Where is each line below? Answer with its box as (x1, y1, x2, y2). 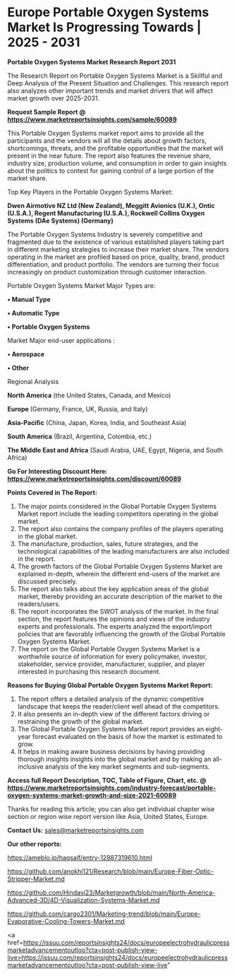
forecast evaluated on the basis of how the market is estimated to (32, 732, 223, 740)
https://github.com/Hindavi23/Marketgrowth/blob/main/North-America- (7, 888, 216, 897)
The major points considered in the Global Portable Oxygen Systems (17, 501, 217, 510)
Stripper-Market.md (7, 874, 65, 883)
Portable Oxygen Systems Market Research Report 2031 (7, 57, 176, 66)
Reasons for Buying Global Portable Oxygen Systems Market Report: (7, 680, 213, 690)
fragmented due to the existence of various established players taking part (7, 238, 224, 246)
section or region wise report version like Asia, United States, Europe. (7, 812, 209, 820)
